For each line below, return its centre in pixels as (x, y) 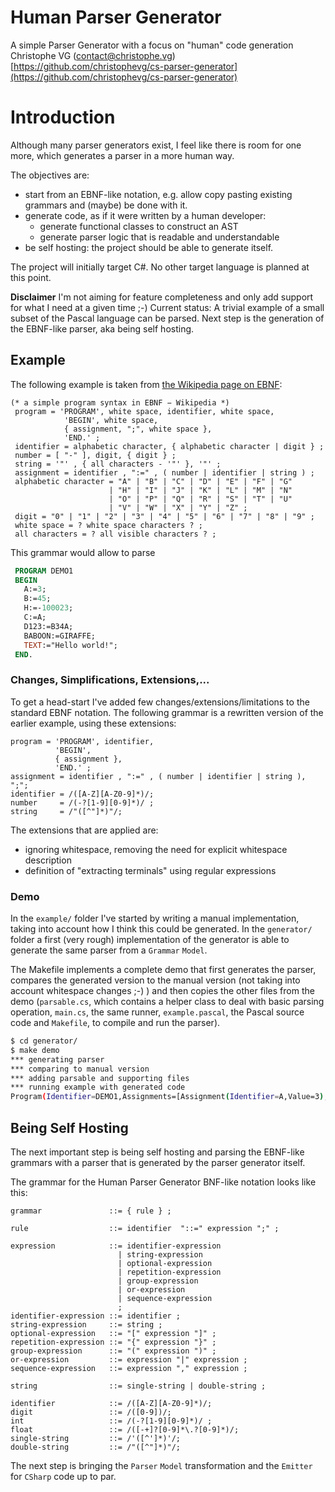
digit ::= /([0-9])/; (91, 1412)
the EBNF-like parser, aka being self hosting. (102, 328)
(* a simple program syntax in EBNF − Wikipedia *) (120, 402)
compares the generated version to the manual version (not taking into (155, 980)
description (48, 860)
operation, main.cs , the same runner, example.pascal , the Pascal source (157, 1012)
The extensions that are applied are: (84, 830)
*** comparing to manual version (80, 1069)
